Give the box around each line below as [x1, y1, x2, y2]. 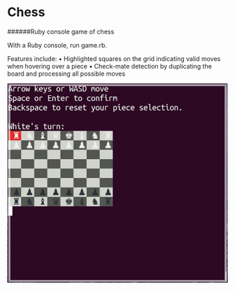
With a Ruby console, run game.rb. [7, 41, 107, 49]
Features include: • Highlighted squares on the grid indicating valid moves [7, 54, 221, 63]
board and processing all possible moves [7, 69, 126, 78]
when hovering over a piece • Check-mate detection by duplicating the [7, 62, 212, 70]
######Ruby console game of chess [7, 27, 115, 36]
